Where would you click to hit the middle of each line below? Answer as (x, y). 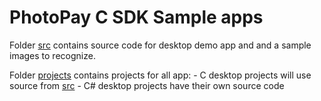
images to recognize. (52, 55)
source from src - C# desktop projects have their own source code (147, 85)
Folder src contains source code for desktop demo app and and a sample (160, 45)
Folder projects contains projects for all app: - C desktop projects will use (160, 75)
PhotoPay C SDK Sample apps (136, 17)
